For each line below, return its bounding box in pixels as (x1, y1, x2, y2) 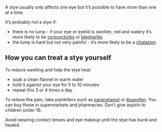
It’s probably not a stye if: (5, 19, 57, 25)
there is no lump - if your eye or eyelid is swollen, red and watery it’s (12, 29, 152, 34)
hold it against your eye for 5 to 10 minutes (12, 81, 100, 87)
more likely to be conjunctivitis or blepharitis (12, 34, 103, 40)
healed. (5, 122, 21, 128)
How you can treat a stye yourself (5, 54, 111, 62)
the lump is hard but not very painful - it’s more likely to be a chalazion (12, 39, 156, 45)
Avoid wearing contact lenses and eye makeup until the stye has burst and (5, 117, 157, 123)
